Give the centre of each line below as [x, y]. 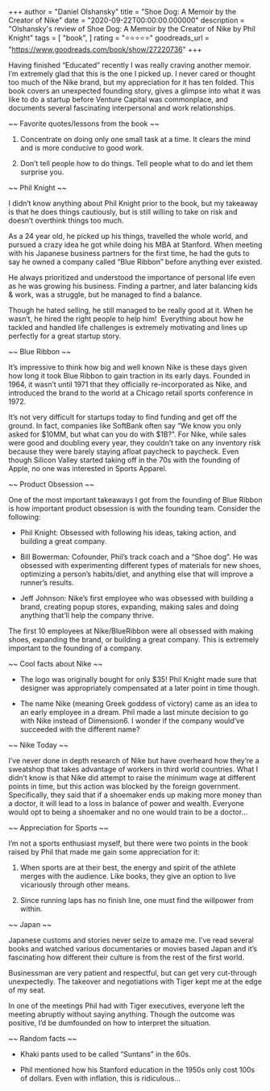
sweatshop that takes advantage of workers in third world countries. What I [133, 769]
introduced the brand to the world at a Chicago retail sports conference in [131, 393]
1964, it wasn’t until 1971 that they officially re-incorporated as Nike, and [128, 384]
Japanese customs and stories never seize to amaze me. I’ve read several [131, 940]
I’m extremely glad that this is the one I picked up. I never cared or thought [132, 73]
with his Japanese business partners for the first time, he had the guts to [129, 253]
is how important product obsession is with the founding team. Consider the [134, 508]
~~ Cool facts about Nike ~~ [56, 664]
